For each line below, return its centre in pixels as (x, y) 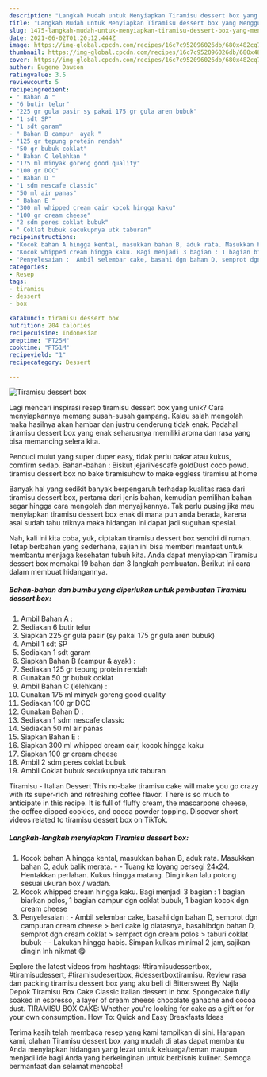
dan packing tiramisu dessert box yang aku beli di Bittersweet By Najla (124, 983)
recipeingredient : (39, 89)
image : (20, 45)
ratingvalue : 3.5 (38, 75)
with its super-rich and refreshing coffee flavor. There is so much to (119, 794)
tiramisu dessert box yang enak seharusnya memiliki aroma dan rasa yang (130, 432)
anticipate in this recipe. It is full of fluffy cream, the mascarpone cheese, (128, 803)
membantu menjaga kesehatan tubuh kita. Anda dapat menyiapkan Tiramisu (133, 555)
